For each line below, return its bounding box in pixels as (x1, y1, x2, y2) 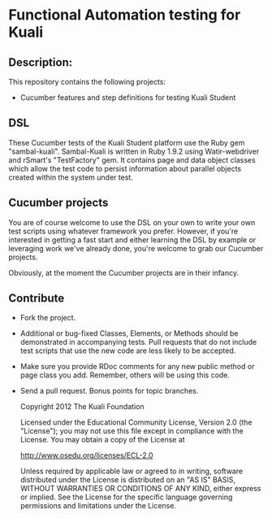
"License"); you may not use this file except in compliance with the (19, 426, 244, 436)
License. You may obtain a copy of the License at (19, 435, 185, 445)
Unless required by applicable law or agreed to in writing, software (19, 466, 244, 477)
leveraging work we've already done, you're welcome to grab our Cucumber (8, 243, 264, 253)
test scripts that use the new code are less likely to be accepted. (19, 346, 236, 355)
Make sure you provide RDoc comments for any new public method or (19, 362, 255, 372)
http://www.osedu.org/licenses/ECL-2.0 (19, 451, 153, 460)
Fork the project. (19, 313, 76, 323)
